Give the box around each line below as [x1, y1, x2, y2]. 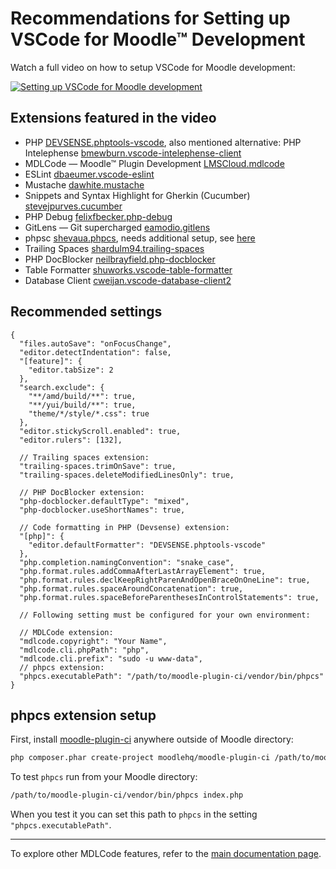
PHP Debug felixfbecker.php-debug [24, 210, 173, 222]
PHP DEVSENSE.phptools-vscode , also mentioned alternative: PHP [24, 136, 302, 148]
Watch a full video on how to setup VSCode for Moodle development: [10, 61, 296, 73]
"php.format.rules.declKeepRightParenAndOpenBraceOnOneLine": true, [19, 575, 311, 585]
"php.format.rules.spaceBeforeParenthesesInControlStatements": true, [19, 592, 320, 602]
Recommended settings [10, 303, 163, 321]
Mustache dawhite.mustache [24, 178, 145, 191]
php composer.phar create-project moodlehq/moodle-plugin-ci [10, 753, 271, 763]
